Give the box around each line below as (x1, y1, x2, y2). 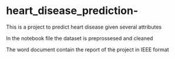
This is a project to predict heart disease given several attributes (6, 23, 162, 30)
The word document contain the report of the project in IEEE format (6, 46, 169, 53)
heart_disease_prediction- (6, 4, 139, 18)
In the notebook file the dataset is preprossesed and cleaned (6, 34, 153, 41)
